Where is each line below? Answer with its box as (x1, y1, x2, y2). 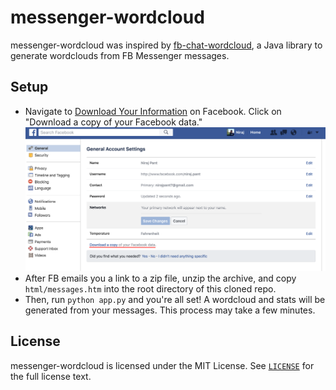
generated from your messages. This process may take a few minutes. (24, 304, 316, 316)
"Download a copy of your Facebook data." (24, 116, 203, 128)
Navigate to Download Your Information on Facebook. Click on (24, 105, 282, 117)
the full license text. (10, 370, 92, 382)
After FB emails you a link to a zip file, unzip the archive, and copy (24, 272, 297, 284)
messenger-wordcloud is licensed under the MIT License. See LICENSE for (10, 359, 315, 371)
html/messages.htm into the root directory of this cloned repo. (24, 283, 277, 295)
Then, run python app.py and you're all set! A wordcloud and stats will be (24, 294, 326, 305)
